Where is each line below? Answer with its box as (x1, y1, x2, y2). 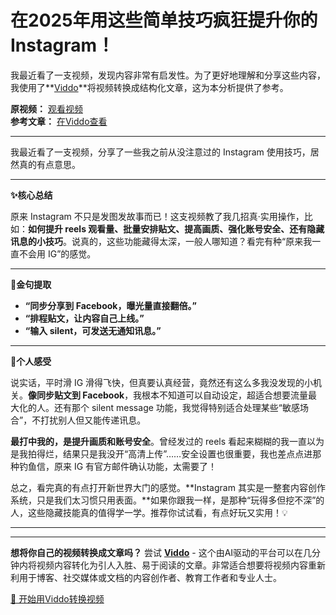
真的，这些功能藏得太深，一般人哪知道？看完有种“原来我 (79, 235, 313, 247)
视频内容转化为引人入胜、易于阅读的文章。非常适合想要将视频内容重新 (36, 559, 326, 571)
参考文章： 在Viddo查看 (10, 115, 108, 127)
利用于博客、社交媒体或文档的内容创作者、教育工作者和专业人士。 (10, 571, 282, 583)
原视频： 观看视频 (10, 102, 83, 115)
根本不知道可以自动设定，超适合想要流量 (141, 389, 309, 401)
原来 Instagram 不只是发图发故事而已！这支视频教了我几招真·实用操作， (10, 210, 305, 222)
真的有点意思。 (18, 158, 81, 170)
